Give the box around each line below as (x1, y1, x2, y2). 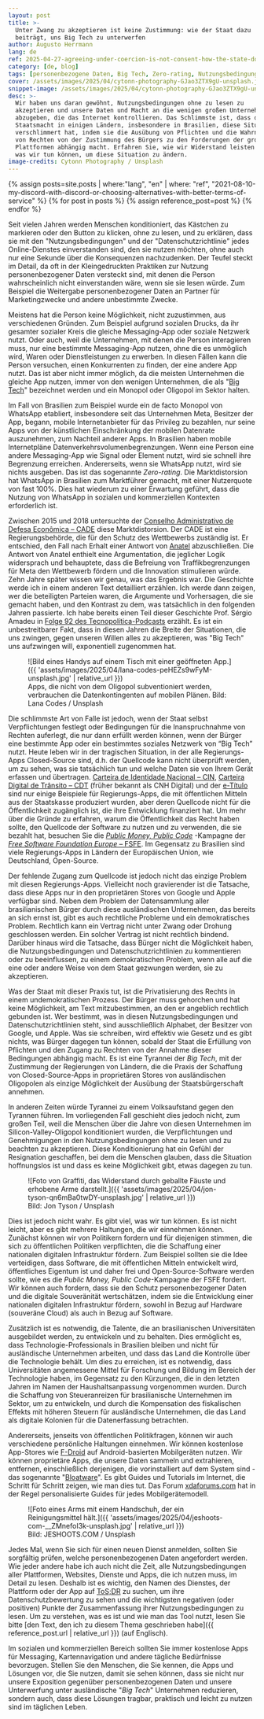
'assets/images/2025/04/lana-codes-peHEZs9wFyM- (38, 666, 213, 675)
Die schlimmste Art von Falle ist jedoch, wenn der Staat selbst (8, 714, 208, 724)
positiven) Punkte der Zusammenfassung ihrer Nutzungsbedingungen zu (8, 1603, 244, 1613)
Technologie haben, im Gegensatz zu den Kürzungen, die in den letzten (8, 1374, 240, 1383)
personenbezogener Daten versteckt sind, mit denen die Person (8, 270, 215, 279)
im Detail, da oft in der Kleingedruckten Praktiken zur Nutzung (8, 261, 209, 271)
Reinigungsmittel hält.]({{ (27, 1513, 108, 1522)
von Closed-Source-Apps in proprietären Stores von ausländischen (8, 1071, 226, 1080)
